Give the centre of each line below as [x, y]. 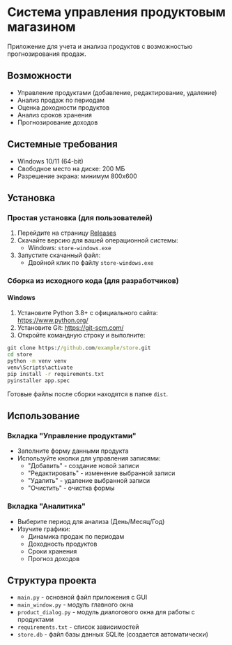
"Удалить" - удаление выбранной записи [89, 481]
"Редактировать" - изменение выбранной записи [101, 473]
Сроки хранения [52, 551]
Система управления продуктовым [117, 12]
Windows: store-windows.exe [69, 248]
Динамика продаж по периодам [76, 536]
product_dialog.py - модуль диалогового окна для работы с [106, 612]
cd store [20, 355]
